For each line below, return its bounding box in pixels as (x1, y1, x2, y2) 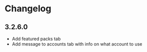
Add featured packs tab (11, 36, 61, 42)
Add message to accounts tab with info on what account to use (11, 41, 142, 47)
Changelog (4, 3, 51, 14)
